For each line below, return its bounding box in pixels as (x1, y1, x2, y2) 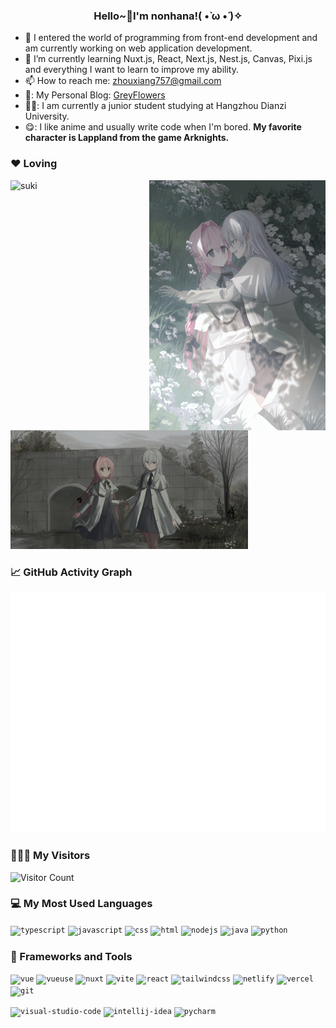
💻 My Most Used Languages (10, 897, 153, 911)
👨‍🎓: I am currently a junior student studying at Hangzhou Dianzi (24, 100, 287, 112)
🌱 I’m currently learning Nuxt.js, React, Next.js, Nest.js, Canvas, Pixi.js (24, 53, 313, 65)
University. (24, 110, 70, 123)
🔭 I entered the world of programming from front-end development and (24, 32, 318, 44)
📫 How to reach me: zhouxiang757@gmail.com (24, 75, 222, 87)
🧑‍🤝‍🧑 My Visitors (10, 849, 91, 863)
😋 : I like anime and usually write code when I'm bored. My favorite (24, 121, 302, 133)
